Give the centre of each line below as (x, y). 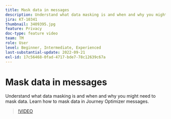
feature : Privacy (24, 29)
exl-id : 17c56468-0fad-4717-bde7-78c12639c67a (55, 57)
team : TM (15, 38)
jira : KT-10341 (21, 19)
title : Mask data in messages (37, 10)
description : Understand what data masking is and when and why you (79, 15)
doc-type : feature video (32, 33)
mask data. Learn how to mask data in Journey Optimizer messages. (77, 101)
